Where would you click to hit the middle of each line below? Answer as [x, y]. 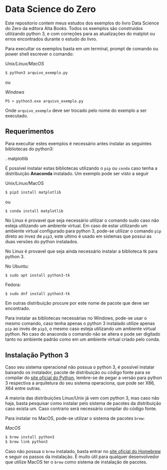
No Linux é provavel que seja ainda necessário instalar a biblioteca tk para [82, 251]
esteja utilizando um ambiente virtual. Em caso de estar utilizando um [77, 226]
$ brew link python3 [27, 442]
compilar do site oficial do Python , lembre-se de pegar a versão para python [83, 378]
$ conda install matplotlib [34, 211]
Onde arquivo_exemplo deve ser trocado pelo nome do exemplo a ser [76, 110]
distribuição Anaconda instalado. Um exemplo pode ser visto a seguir [77, 173]
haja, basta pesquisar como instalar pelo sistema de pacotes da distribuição [83, 404]
